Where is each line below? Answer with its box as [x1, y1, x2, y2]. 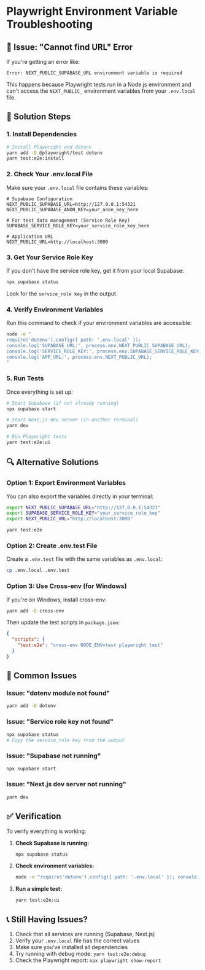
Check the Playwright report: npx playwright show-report [15, 956, 161, 964]
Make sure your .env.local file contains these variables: [6, 184, 149, 191]
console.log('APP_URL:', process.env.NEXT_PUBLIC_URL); [6, 354, 152, 360]
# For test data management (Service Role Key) [6, 217, 131, 224]
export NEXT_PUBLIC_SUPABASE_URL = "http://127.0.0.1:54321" [6, 504, 161, 510]
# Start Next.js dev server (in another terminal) [6, 417, 139, 423]
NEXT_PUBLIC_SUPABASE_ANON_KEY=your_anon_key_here [6, 206, 139, 213]
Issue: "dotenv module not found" [6, 689, 110, 698]
